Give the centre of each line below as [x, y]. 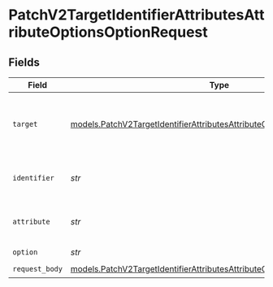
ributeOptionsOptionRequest [108, 32]
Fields [24, 62]
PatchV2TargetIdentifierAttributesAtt [136, 15]
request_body [38, 269]
